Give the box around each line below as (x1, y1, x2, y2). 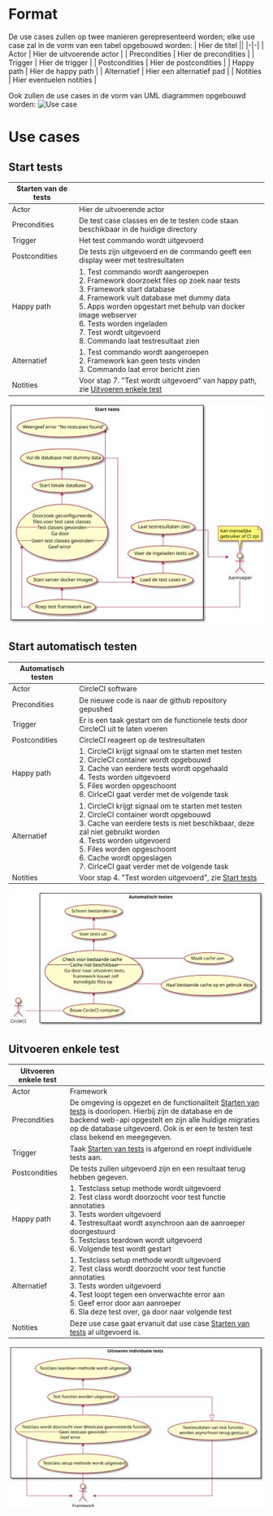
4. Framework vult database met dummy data (78, 292, 231, 302)
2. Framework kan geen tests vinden (78, 355, 201, 366)
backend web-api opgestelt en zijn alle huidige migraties (69, 1115, 260, 1125)
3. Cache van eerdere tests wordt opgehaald (79, 764, 228, 773)
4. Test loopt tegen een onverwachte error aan (69, 1289, 225, 1300)
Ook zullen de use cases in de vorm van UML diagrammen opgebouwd (8, 90, 246, 100)
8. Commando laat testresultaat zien (78, 336, 201, 345)
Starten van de (15, 184, 67, 193)
